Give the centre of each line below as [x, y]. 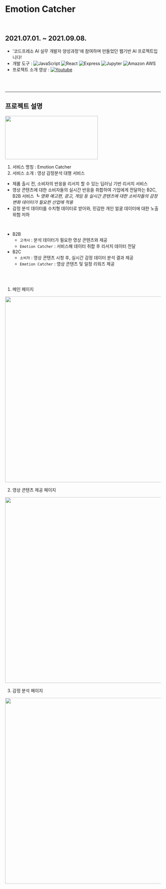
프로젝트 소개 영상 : [31, 69]
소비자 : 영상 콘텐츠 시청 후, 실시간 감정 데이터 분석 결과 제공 [77, 257]
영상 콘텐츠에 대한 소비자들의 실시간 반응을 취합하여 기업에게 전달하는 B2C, [84, 190]
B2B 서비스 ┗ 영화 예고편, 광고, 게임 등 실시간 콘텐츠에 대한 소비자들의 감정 [85, 196]
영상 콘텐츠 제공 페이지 [34, 490]
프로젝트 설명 [24, 106]
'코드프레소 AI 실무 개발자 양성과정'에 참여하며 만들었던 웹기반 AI [74, 51]
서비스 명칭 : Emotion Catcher [42, 167]
